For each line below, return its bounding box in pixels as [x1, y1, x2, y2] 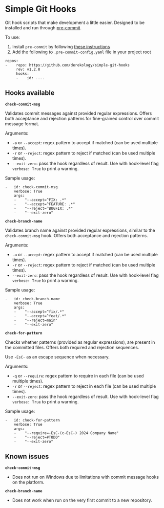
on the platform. [12, 479, 45, 485]
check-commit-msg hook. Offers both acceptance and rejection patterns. [5, 232, 148, 238]
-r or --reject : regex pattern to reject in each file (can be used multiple [12, 383, 156, 389]
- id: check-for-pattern [5, 418, 60, 422]
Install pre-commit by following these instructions [12, 44, 110, 49]
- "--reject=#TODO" [14, 435, 60, 440]
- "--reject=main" [14, 318, 58, 323]
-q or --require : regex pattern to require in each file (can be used [12, 373, 144, 378]
